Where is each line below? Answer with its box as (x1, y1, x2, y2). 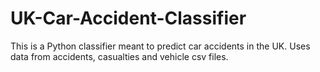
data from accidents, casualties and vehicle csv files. (10, 50, 229, 62)
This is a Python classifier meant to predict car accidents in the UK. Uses (10, 40, 311, 52)
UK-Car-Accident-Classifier (10, 7, 247, 30)
